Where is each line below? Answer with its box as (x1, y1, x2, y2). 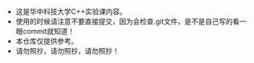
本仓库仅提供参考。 (15, 36, 79, 46)
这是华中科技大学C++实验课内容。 (15, 7, 127, 16)
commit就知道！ (22, 27, 75, 35)
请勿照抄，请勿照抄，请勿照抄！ (15, 46, 120, 55)
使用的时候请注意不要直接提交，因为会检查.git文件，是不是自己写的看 (15, 17, 240, 26)
